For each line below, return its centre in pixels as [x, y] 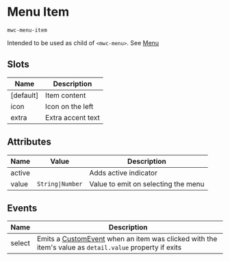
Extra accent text [73, 117]
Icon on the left [69, 106]
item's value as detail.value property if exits [109, 247]
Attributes [29, 142]
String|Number [60, 184]
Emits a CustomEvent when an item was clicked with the [127, 239]
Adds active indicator [123, 173]
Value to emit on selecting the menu [147, 184]
